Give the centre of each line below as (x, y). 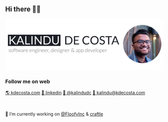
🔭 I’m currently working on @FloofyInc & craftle (54, 114)
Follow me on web (28, 81)
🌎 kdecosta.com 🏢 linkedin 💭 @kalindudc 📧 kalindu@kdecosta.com (75, 93)
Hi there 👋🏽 (23, 9)
